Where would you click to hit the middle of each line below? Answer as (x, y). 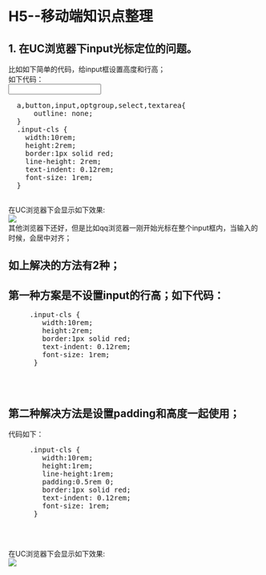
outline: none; (63, 113)
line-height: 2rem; (63, 161)
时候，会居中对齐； (40, 238)
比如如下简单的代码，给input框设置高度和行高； (87, 69)
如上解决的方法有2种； (64, 265)
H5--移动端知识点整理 (81, 16)
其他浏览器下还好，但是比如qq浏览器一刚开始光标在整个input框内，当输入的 (133, 228)
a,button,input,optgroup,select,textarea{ (101, 105)
